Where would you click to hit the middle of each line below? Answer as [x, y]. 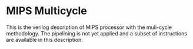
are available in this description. [45, 40]
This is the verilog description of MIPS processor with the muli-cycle [89, 27]
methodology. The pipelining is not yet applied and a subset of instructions [96, 33]
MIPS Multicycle [46, 11]
